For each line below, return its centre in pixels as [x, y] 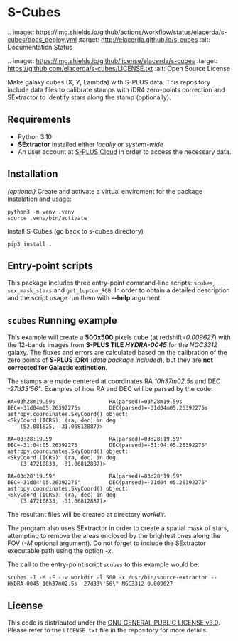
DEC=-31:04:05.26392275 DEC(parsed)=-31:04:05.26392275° [108, 445]
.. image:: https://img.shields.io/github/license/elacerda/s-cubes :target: [113, 60]
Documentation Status [40, 47]
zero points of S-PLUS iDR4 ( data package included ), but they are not [110, 360]
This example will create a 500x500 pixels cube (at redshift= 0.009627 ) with [119, 337]
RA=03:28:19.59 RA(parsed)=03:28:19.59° [95, 439]
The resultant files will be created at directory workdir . [87, 515]
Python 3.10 [34, 136]
